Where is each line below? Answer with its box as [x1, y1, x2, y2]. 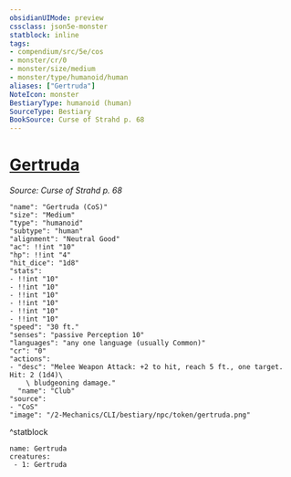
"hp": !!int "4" [9, 250, 71, 260]
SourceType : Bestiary [9, 107, 92, 116]
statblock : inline [9, 30, 79, 39]
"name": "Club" [17, 387, 76, 396]
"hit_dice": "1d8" [9, 259, 79, 268]
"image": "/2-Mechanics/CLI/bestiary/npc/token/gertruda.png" [9, 410, 251, 420]
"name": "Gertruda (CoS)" [9, 203, 108, 212]
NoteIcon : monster [9, 90, 79, 99]
